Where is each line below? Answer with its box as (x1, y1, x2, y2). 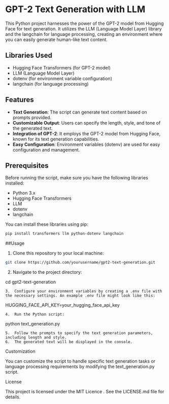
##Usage (5, 240, 25, 246)
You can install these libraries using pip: (5, 222, 89, 228)
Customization (5, 348, 36, 354)
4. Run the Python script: (5, 312, 65, 317)
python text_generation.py (5, 321, 60, 327)
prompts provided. (12, 114, 52, 120)
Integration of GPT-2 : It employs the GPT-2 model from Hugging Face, (12, 130, 161, 136)
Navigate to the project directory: (12, 269, 82, 275)
